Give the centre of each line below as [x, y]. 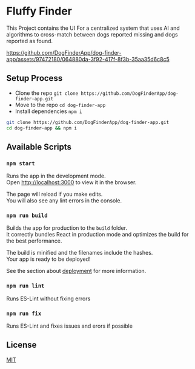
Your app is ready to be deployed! [48, 259]
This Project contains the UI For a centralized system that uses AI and [93, 28]
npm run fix [24, 313]
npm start [21, 163]
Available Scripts [39, 147]
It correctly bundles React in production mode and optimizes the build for [97, 235]
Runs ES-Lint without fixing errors [48, 298]
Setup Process [35, 78]
